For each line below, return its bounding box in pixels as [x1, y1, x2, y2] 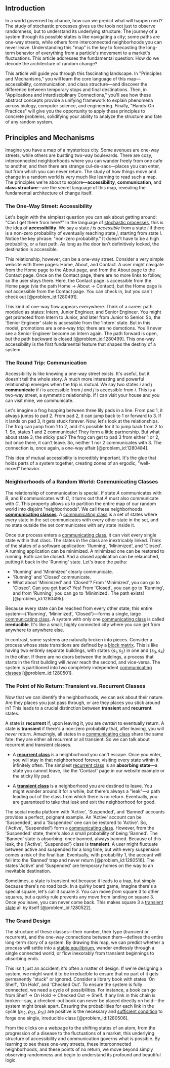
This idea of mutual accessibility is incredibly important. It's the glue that [5, 455, 157, 461]
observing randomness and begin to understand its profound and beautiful [5, 1051, 161, 1057]
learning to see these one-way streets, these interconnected [5, 1041, 132, 1047]
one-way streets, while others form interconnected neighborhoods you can [5, 39, 162, 45]
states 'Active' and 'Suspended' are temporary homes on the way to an [5, 862, 153, 869]
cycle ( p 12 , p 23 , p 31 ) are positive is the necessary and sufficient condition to [5, 1008, 163, 1015]
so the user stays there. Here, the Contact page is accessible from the [5, 277, 152, 283]
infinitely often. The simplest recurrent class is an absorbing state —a [12, 762, 158, 768]
